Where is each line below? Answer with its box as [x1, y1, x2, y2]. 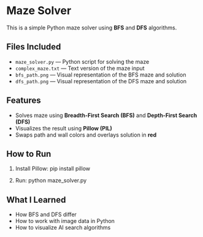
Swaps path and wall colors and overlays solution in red [15, 131, 157, 138]
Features [6, 96, 41, 106]
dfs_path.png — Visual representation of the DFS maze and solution [15, 77, 187, 85]
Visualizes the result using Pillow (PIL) [15, 124, 112, 132]
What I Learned [6, 194, 66, 205]
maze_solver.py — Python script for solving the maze [15, 58, 150, 65]
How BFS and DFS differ [15, 211, 77, 218]
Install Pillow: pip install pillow [15, 165, 91, 172]
